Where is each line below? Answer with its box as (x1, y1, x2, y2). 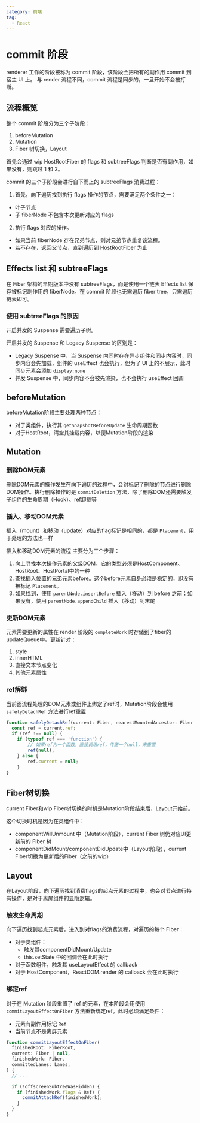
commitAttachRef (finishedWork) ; (21, 1095, 103, 1101)
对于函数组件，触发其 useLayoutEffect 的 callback (14, 961, 138, 968)
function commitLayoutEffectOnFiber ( (6, 1039, 100, 1046)
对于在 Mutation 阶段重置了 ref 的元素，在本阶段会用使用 (6, 1000, 146, 1007)
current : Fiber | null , (11, 1050, 70, 1056)
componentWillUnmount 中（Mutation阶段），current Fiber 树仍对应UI (14, 831, 186, 838)
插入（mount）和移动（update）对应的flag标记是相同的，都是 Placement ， (6, 527, 189, 534)
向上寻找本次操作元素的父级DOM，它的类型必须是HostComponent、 (14, 560, 183, 567)
